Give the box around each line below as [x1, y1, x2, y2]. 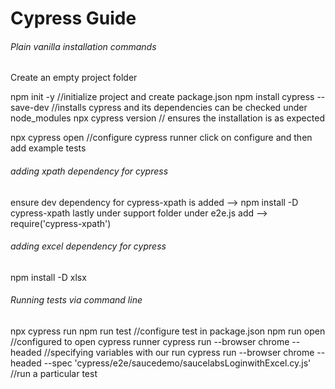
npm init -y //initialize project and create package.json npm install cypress [10, 91, 315, 103]
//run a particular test [10, 368, 98, 379]
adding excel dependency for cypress [10, 240, 167, 252]
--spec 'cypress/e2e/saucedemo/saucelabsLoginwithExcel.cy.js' [43, 357, 312, 369]
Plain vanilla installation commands [10, 40, 157, 52]
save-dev [10, 102, 50, 114]
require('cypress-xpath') [10, 217, 112, 229]
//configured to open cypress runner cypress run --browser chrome [10, 336, 290, 347]
